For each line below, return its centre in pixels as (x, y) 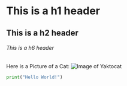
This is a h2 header (43, 33)
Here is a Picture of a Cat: (38, 66)
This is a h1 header (53, 11)
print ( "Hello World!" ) (34, 77)
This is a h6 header (30, 48)
